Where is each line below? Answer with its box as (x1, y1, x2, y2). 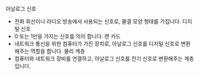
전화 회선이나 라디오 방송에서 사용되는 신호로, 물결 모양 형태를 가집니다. (14, 18, 181, 25)
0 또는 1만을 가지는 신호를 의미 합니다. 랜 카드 (14, 33, 121, 40)
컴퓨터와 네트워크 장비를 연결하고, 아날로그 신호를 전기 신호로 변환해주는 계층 (14, 55, 195, 62)
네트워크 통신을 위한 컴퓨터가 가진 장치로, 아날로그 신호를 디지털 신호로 (14, 40, 180, 47)
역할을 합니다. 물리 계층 (30, 48, 85, 55)
